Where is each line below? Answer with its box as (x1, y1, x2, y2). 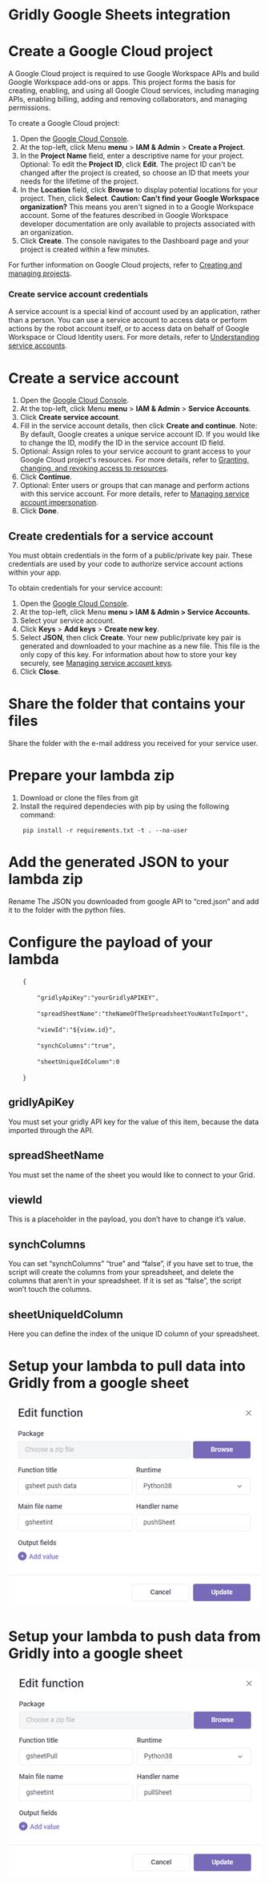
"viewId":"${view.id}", (37, 1026, 116, 1034)
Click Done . (19, 506, 59, 516)
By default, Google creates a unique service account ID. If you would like (19, 430, 260, 439)
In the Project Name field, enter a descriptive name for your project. (19, 151, 244, 161)
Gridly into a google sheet (8, 1644, 183, 1663)
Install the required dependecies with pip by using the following (19, 801, 230, 811)
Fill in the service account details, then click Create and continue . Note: (19, 421, 258, 430)
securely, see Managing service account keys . (19, 659, 174, 668)
